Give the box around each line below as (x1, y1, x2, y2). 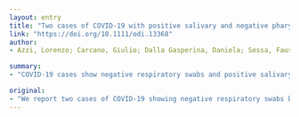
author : (9, 37, 38, 47)
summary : (9, 62, 42, 71)
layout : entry (9, 12, 62, 22)
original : (9, 86, 46, 95)
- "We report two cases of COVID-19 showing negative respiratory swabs (9, 94, 285, 103)
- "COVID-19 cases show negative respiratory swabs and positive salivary (9, 70, 293, 80)
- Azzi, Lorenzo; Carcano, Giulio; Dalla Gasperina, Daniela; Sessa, (9, 46, 273, 55)
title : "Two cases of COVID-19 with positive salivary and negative (9, 21, 269, 30)
